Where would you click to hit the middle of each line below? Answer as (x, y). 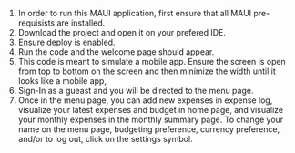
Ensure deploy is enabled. (66, 42)
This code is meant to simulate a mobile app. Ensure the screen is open (152, 61)
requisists (36, 23)
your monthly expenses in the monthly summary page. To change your (151, 119)
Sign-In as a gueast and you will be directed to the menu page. (136, 91)
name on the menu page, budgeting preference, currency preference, (149, 129)
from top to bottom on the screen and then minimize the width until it (147, 71)
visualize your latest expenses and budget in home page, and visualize (151, 110)
